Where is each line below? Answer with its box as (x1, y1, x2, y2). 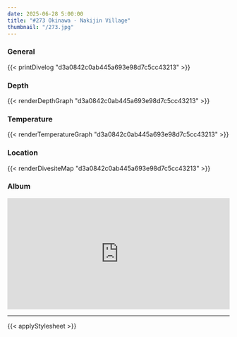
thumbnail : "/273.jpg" (7, 23, 74, 30)
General (7, 47, 35, 57)
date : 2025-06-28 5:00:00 (7, 10, 83, 18)
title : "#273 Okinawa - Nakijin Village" (7, 17, 131, 24)
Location (7, 148, 39, 158)
